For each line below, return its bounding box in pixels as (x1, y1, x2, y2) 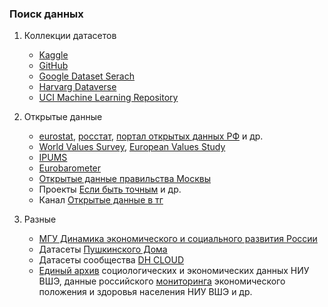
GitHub (38, 60, 69, 72)
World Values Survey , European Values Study (38, 141, 226, 153)
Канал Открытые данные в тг (38, 194, 164, 206)
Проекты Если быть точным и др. (38, 183, 182, 196)
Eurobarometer (38, 162, 102, 174)
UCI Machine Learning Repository (38, 92, 179, 104)
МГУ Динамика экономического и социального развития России (38, 233, 318, 245)
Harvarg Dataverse (38, 81, 117, 93)
